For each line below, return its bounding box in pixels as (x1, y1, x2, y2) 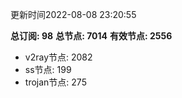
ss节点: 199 (24, 64, 72, 75)
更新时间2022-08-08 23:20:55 (10, 9, 137, 20)
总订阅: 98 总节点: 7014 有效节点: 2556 (10, 30, 173, 42)
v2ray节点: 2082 (24, 51, 93, 63)
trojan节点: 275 (24, 76, 87, 88)
